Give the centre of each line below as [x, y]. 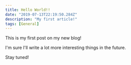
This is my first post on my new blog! [43, 38]
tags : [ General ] [22, 24]
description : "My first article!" [41, 19]
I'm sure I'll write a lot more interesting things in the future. [66, 47]
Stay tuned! [17, 57]
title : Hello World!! [28, 10]
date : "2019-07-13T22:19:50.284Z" [41, 14]
